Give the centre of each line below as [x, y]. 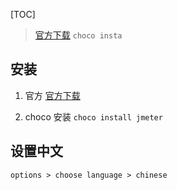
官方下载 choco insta [78, 35]
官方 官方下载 [52, 95]
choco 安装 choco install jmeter [93, 116]
